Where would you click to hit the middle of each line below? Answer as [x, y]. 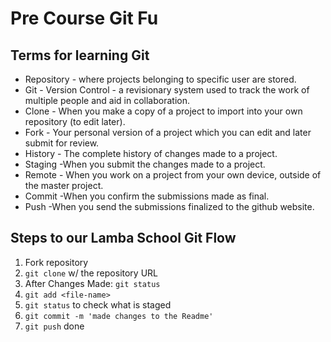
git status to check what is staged [98, 304]
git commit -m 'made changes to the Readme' [119, 316]
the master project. [64, 185]
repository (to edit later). [75, 121]
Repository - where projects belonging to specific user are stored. [160, 79]
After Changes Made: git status [92, 283]
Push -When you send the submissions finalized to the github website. [169, 206]
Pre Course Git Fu [84, 18]
